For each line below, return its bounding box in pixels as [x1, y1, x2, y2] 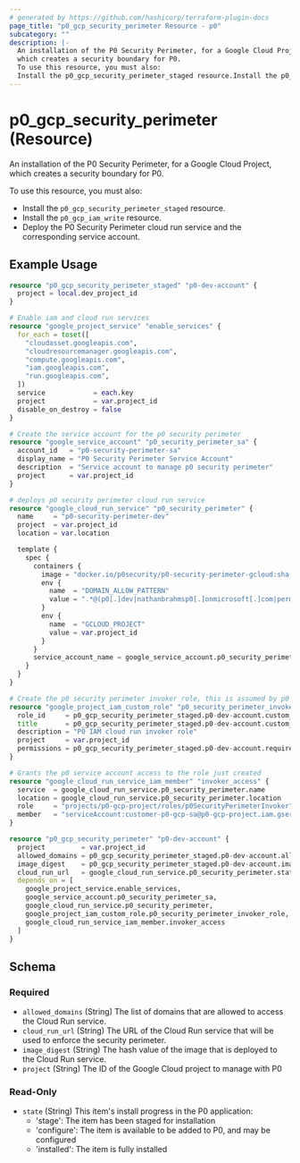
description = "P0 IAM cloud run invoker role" [17, 727, 198, 736]
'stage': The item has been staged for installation [35, 1116, 216, 1126]
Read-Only [9, 1085, 58, 1098]
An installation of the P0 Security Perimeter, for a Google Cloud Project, [9, 158, 272, 169]
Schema [9, 959, 56, 974]
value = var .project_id [48, 628, 138, 637]
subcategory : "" [9, 30, 70, 38]
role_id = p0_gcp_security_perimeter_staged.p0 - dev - [17, 710, 234, 720]
